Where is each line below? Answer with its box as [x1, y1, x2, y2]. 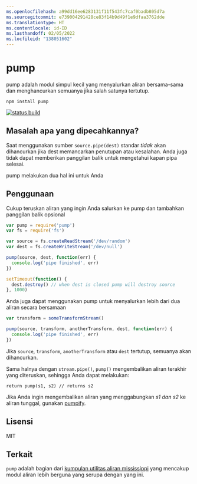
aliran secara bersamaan [6, 304, 67, 311]
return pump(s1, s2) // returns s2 [6, 383, 94, 389]
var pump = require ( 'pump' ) [6, 222, 75, 228]
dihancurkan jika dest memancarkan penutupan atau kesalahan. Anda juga [6, 148, 188, 155]
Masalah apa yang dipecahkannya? [6, 126, 139, 136]
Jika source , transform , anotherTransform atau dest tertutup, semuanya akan [6, 347, 192, 354]
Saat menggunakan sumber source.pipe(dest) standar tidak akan [6, 141, 166, 149]
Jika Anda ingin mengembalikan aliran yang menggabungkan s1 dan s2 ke [6, 393, 186, 400]
